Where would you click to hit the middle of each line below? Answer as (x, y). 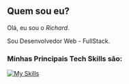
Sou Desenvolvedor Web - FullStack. (59, 41)
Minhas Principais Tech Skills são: (65, 59)
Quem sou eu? (39, 11)
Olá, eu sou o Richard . (38, 27)
